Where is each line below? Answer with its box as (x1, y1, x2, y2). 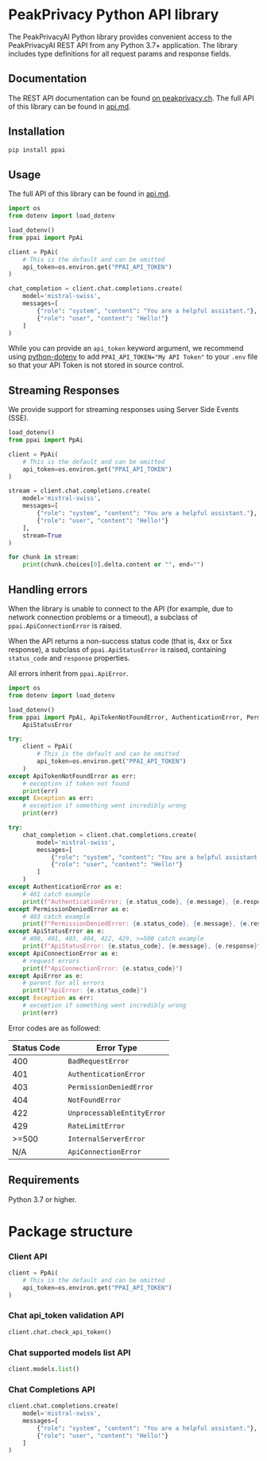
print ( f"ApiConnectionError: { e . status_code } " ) (22, 964, 183, 972)
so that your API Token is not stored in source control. (8, 360, 184, 370)
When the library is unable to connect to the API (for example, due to (8, 604, 233, 613)
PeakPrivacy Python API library (8, 6, 219, 24)
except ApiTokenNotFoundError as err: (8, 772, 137, 780)
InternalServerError (68, 1134, 145, 1143)
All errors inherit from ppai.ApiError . (8, 669, 129, 678)
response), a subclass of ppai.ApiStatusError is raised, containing (8, 645, 226, 654)
